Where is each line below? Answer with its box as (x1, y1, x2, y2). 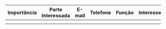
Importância (7, 9, 37, 16)
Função (116, 9, 134, 16)
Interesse (138, 9, 162, 16)
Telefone (89, 9, 111, 16)
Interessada (41, 12, 70, 19)
